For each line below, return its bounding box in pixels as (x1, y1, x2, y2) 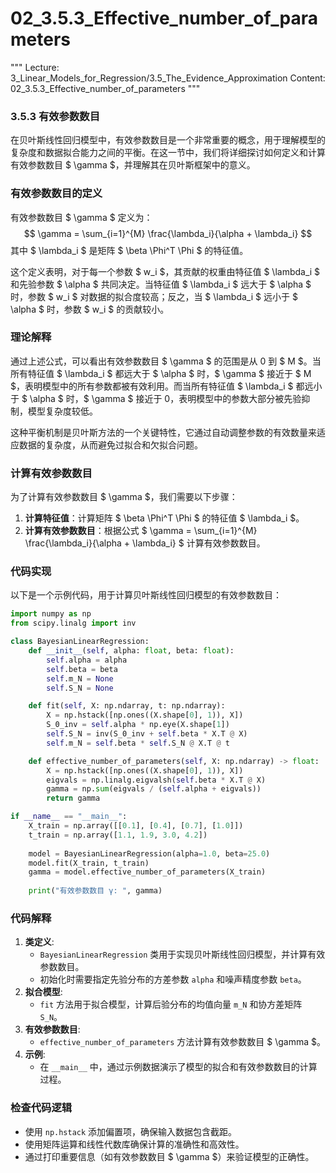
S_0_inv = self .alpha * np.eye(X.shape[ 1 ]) (46, 720, 230, 730)
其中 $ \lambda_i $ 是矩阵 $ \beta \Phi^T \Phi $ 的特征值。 (10, 244, 249, 256)
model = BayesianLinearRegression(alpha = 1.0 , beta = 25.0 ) (28, 848, 271, 859)
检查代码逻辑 (10, 1101, 73, 1115)
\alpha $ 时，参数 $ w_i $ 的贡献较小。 (10, 303, 170, 315)
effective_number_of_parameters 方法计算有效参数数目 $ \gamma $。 (39, 1036, 326, 1048)
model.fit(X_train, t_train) (28, 858, 150, 868)
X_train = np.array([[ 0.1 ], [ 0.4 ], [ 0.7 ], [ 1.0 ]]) (28, 821, 244, 831)
